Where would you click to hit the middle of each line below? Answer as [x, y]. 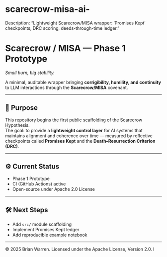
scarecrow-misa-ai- [48, 9]
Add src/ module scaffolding [42, 224]
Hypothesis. [17, 125]
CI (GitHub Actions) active [39, 184]
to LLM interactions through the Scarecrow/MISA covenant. [67, 87]
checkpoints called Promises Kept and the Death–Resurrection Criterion [80, 141]
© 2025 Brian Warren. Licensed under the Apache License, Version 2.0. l [80, 249]
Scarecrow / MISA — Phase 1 [65, 48]
